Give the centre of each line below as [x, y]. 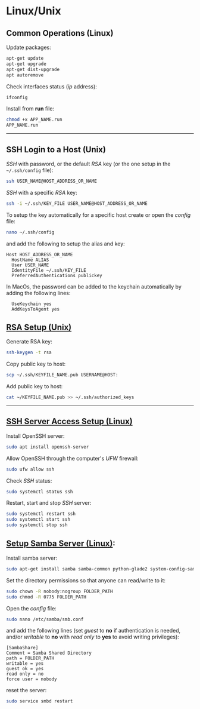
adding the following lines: [38, 293]
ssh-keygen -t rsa [29, 353]
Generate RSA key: [29, 342]
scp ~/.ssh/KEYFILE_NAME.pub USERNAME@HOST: [62, 375]
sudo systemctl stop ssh [37, 525]
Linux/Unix [34, 11]
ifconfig [17, 97]
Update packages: [29, 47]
